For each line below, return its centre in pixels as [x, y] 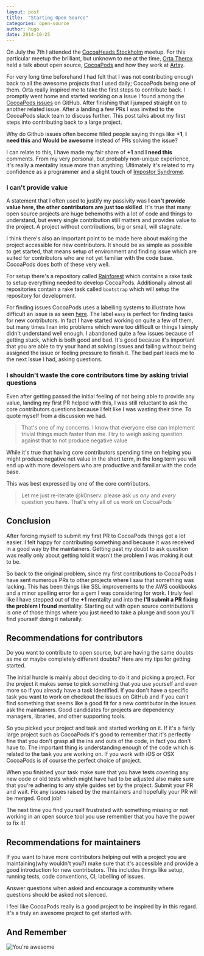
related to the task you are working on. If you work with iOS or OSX [90, 754]
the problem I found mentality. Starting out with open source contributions [100, 606]
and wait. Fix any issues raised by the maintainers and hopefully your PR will [102, 792]
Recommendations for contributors [75, 638]
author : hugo [23, 29]
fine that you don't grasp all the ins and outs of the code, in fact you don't [99, 741]
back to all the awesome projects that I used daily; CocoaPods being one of [101, 84]
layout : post [23, 12]
